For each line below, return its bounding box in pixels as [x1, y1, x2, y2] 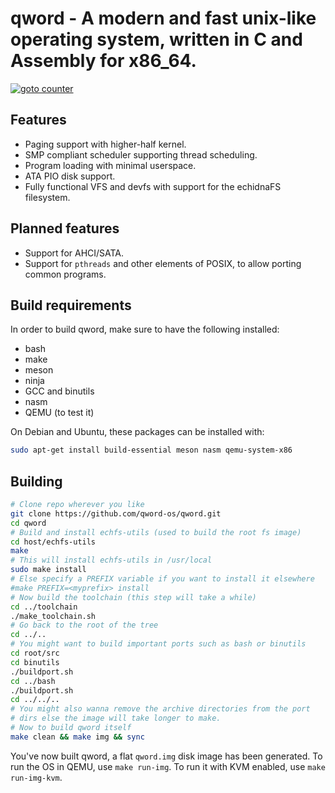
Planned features [10, 220, 120, 237]
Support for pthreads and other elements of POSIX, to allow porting [24, 257, 302, 269]
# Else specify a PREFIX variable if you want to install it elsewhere [10, 574, 315, 584]
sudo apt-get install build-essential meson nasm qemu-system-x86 [10, 445, 293, 456]
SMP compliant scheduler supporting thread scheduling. [24, 148, 258, 161]
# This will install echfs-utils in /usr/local [10, 555, 213, 566]
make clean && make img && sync [10, 732, 145, 742]
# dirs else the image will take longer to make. [10, 713, 222, 724]
